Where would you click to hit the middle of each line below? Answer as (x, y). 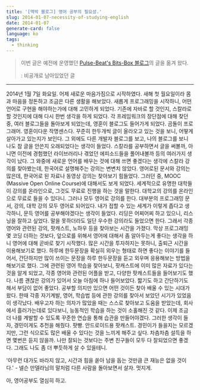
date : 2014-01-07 (28, 23)
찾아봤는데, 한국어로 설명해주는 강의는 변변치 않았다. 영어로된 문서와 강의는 (104, 168)
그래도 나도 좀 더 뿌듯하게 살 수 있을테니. (61, 348)
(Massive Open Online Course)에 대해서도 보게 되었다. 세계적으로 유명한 (91, 183)
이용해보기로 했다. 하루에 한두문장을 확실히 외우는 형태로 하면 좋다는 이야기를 (95, 250)
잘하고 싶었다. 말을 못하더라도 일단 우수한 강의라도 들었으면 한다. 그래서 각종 (105, 220)
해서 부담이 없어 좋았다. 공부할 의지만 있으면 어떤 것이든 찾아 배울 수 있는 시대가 (98, 288)
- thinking (25, 45)
